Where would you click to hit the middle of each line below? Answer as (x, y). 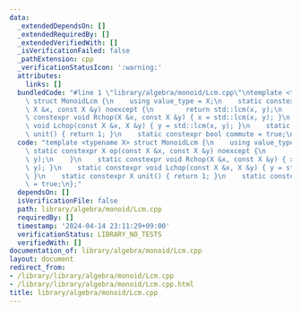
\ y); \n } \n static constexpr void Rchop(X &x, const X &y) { (156, 159)
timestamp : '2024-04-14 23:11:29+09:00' (94, 226)
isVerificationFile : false (68, 201)
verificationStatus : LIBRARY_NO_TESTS (90, 234)
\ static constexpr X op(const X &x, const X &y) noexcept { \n (146, 151)
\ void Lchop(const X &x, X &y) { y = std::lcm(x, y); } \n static (158, 126)
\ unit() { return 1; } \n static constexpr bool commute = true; (156, 134)
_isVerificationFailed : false (73, 51)
